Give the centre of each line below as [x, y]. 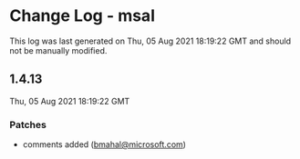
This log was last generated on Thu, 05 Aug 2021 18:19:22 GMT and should [150, 41]
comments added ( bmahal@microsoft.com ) [104, 144]
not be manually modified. [58, 50]
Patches [28, 124]
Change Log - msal [82, 16]
